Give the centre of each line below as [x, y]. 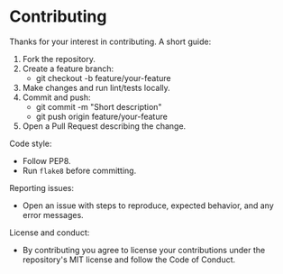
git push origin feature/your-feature [102, 116]
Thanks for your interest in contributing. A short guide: [110, 41]
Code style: [31, 143]
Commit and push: [57, 97]
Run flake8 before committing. [79, 170]
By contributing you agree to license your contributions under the [144, 250]
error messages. [53, 215]
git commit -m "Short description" [99, 106]
